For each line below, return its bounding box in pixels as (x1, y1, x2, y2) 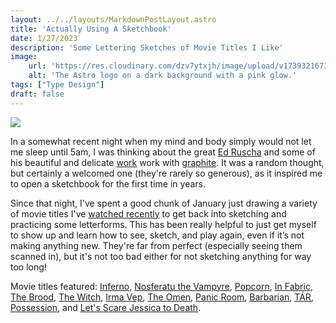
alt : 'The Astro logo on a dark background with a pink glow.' (28, 71, 298, 81)
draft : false (10, 89, 65, 99)
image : (10, 52, 38, 62)
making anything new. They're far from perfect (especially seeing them (10, 239, 303, 251)
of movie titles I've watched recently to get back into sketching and (10, 207, 287, 220)
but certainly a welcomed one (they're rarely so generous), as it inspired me (10, 167, 323, 179)
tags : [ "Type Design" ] (10, 80, 105, 90)
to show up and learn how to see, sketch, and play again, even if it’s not (10, 229, 305, 241)
